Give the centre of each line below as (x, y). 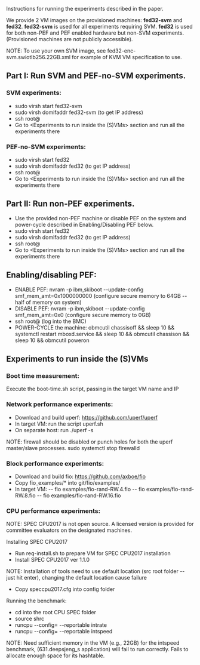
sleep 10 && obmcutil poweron (52, 340)
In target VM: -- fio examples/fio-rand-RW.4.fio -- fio (80, 489)
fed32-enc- (121, 51)
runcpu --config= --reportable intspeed (64, 632)
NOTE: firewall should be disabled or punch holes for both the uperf (90, 442)
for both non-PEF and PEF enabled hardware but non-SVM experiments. (95, 33)
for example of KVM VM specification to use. (127, 57)
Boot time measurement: (43, 375)
